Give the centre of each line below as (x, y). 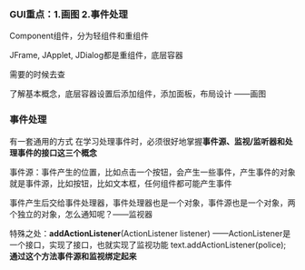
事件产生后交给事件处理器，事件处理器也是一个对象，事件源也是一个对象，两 (152, 203)
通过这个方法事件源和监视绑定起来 (73, 255)
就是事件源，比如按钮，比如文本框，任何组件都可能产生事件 (121, 183)
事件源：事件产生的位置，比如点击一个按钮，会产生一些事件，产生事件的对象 (152, 172)
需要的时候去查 (37, 75)
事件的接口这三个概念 (57, 153)
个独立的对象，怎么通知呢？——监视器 (81, 214)
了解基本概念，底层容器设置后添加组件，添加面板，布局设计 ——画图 (138, 94)
